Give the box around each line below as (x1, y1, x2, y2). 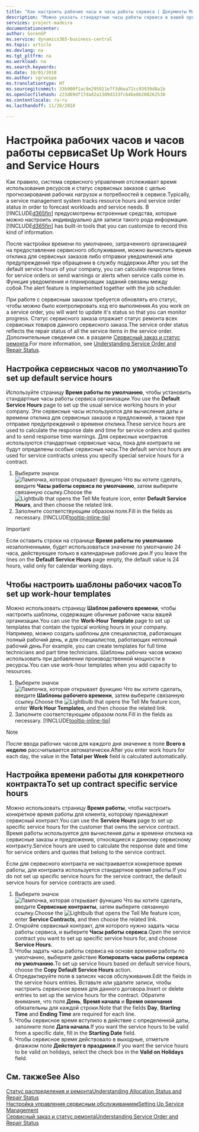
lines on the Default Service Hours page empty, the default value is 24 (6, 556, 179, 563)
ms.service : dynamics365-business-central (6, 36, 113, 42)
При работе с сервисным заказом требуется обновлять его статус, (6, 296, 178, 303)
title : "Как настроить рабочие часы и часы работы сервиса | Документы (6, 8, 187, 15)
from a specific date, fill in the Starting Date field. (14, 1029, 136, 1036)
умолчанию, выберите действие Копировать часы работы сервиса (14, 953, 188, 960)
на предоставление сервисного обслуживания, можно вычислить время (6, 247, 192, 254)
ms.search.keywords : (6, 64, 57, 70)
